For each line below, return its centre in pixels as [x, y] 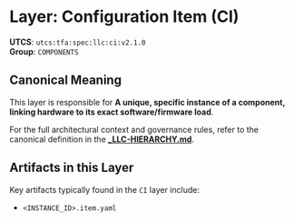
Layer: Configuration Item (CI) [124, 17]
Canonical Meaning [66, 81]
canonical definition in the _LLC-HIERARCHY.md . [102, 139]
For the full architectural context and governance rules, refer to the [134, 129]
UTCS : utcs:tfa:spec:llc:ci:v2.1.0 [78, 42]
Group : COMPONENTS [44, 51]
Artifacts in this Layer [72, 168]
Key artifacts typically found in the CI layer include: [104, 189]
